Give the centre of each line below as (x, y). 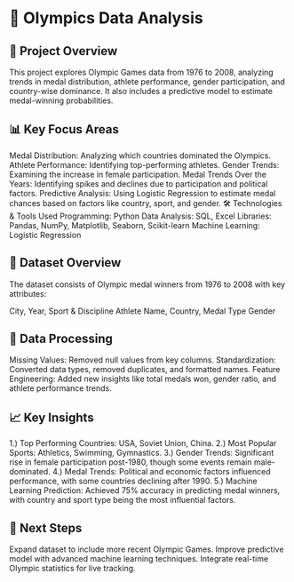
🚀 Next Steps (46, 528)
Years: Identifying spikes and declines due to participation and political (139, 183)
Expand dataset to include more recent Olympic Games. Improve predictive (147, 549)
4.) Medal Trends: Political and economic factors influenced (161, 472)
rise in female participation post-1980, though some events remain (131, 462)
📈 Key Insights (52, 417)
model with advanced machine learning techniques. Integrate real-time (139, 559)
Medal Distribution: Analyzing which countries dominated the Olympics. (140, 155)
